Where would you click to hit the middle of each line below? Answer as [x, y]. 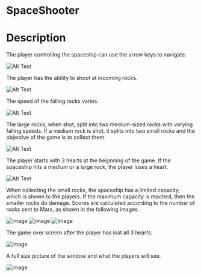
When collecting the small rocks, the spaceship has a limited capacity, [93, 190]
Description [36, 38]
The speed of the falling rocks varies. [52, 101]
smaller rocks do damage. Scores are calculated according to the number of [101, 203]
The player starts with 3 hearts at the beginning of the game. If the [89, 160]
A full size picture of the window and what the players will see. [84, 256]
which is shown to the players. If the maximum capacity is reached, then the [100, 196]
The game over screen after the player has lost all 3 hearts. [79, 233]
